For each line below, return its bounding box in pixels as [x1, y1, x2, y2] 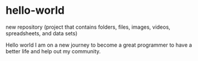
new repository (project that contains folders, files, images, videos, [5, 23, 171, 30]
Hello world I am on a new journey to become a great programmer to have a [5, 41, 193, 48]
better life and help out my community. [5, 47, 101, 54]
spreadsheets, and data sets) [5, 29, 78, 36]
